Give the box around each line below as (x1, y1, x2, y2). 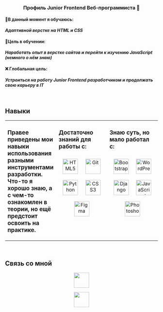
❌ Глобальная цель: (5, 65, 48, 72)
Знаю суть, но (109, 129, 150, 137)
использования (7, 150, 52, 157)
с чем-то (7, 191, 34, 199)
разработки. (7, 171, 43, 178)
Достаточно (58, 129, 94, 137)
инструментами (7, 164, 54, 172)
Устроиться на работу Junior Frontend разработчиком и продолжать (5, 77, 153, 83)
